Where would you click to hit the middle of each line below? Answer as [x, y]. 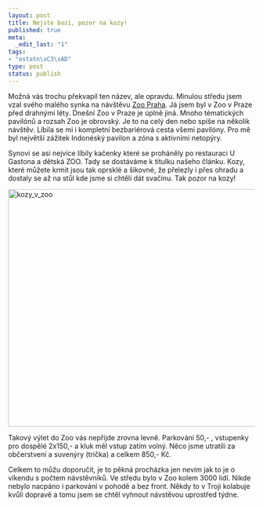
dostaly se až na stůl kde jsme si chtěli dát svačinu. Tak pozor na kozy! [122, 178]
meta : [17, 37]
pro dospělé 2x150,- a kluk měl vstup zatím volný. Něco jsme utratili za [122, 446]
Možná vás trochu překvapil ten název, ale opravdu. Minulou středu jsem [125, 96]
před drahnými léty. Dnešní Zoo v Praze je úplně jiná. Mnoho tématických [126, 113]
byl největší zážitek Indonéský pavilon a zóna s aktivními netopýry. [115, 137]
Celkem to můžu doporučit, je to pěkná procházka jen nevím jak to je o [122, 469]
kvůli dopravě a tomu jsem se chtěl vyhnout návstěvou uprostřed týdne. [124, 494]
